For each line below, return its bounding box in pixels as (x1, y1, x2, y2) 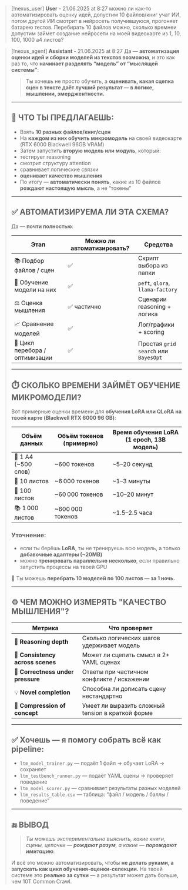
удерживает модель (82, 641, 140, 649)
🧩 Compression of (14, 701, 66, 710)
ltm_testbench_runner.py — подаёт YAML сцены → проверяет (19, 772, 174, 779)
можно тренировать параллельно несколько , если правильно (19, 557, 180, 564)
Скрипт (138, 254, 159, 262)
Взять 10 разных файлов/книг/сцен (19, 128, 111, 135)
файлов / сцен (14, 266, 55, 275)
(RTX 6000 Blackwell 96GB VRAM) (19, 140, 105, 148)
